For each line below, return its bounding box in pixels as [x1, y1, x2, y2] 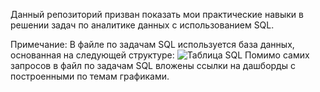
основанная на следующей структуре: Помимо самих [10, 49, 310, 61]
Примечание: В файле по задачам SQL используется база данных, [10, 39, 295, 50]
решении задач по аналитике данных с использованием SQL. [10, 19, 275, 31]
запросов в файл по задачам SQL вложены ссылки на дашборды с [10, 60, 296, 71]
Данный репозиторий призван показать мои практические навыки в [10, 9, 304, 20]
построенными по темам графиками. [10, 70, 170, 82]
